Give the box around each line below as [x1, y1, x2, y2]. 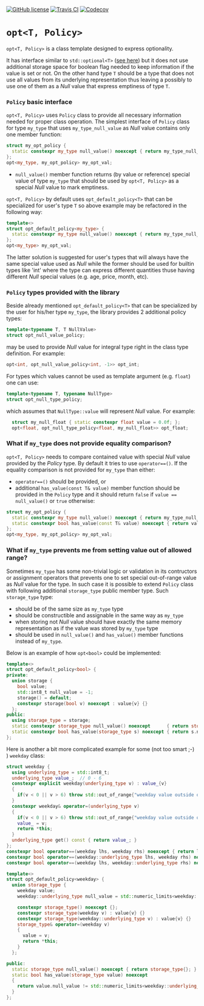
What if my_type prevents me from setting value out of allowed [6, 546, 192, 555]
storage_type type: [6, 593, 53, 600]
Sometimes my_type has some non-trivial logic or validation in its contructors [6, 567, 197, 575]
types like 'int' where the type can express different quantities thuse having [6, 266, 195, 274]
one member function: [6, 131, 62, 138]
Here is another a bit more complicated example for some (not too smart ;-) [6, 745, 195, 752]
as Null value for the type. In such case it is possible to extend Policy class [6, 580, 194, 588]
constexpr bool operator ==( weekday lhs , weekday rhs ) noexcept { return [6, 848, 194, 855]
